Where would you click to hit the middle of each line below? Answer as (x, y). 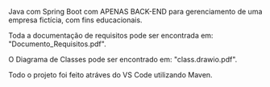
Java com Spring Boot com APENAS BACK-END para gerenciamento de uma (135, 12)
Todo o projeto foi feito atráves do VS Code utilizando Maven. (110, 75)
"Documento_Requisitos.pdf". (57, 44)
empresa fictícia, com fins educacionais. (75, 20)
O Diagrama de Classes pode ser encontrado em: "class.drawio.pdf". (123, 59)
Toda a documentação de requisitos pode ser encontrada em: (111, 36)
